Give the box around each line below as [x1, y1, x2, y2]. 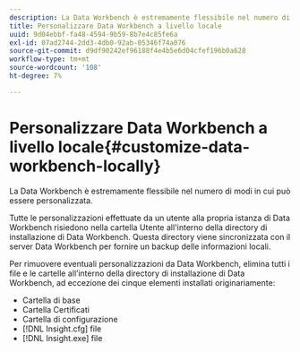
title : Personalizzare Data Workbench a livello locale [9, 21, 222, 30]
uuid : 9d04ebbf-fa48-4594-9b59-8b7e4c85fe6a [9, 30, 178, 39]
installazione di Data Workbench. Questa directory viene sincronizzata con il [9, 231, 291, 242]
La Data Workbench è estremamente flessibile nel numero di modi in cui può [9, 185, 291, 196]
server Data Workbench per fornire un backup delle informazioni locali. [9, 241, 271, 252]
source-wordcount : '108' [9, 64, 102, 73]
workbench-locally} [9, 156, 161, 176]
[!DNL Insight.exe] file [21, 332, 103, 343]
